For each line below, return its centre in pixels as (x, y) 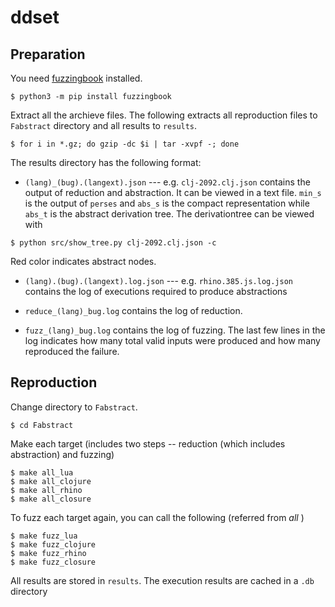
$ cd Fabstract (42, 425)
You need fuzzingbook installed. (76, 78)
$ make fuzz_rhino (48, 553)
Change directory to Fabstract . (74, 407)
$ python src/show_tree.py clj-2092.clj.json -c (113, 243)
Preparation (48, 54)
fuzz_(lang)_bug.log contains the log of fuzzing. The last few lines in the (175, 330)
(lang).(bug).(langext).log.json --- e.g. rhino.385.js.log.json (159, 280)
